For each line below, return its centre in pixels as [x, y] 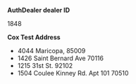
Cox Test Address [34, 37]
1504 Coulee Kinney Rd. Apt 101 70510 [73, 73]
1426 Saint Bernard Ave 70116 [61, 58]
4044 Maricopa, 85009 [51, 51]
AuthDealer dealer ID [39, 10]
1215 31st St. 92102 [45, 65]
